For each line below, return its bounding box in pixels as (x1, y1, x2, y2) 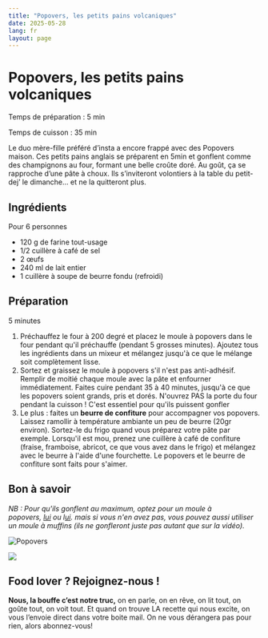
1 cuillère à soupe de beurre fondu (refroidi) (19, 272, 164, 281)
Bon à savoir (8, 483, 71, 496)
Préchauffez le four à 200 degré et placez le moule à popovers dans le (19, 331, 253, 341)
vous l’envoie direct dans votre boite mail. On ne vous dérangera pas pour (8, 612, 252, 622)
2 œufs (19, 254, 44, 264)
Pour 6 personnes (8, 222, 68, 231)
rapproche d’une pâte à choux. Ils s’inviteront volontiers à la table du (8, 169, 234, 179)
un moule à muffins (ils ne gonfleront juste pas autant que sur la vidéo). (8, 520, 246, 530)
